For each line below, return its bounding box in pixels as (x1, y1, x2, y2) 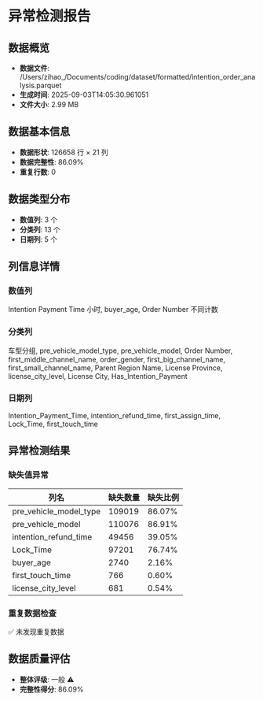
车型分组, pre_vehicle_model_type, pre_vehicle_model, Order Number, (8, 346, 233, 355)
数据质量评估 (8, 652, 71, 666)
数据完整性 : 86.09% (19, 157, 84, 166)
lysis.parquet (19, 80, 62, 90)
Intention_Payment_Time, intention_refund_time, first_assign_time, (8, 410, 221, 420)
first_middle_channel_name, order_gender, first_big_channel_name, (8, 354, 226, 364)
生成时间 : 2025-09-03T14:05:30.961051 (19, 90, 149, 99)
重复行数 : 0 (19, 167, 57, 176)
